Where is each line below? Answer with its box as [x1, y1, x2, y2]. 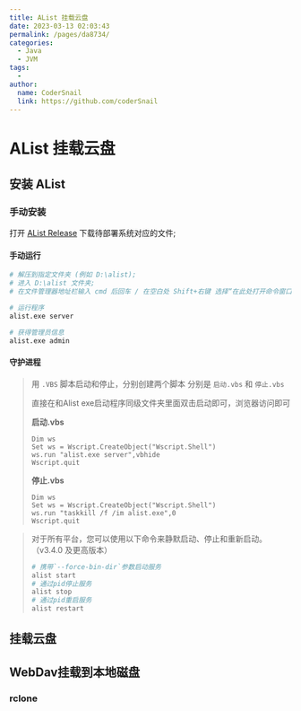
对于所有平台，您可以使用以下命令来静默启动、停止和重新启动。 [30, 533, 267, 544]
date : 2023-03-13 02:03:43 [9, 22, 110, 31]
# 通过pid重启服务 [30, 596, 92, 605]
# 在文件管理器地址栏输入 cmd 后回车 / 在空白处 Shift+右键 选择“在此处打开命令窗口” [9, 287, 297, 296]
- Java [17, 47, 42, 56]
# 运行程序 [9, 303, 45, 312]
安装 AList [9, 176, 65, 191]
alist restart [30, 604, 84, 613]
